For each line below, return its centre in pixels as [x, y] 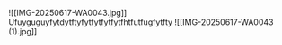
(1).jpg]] [23, 31]
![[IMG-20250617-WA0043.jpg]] [68, 13]
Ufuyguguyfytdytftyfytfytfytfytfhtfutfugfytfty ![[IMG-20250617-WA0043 [141, 22]
